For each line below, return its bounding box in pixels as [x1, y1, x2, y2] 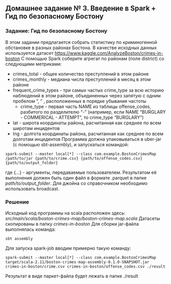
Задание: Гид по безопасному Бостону [5, 28, 108, 35]
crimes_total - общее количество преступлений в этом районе [12, 71, 149, 77]
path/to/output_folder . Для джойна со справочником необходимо [5, 180, 148, 186]
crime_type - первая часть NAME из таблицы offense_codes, [20, 103, 152, 110]
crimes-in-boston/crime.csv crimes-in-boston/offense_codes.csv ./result [5, 264, 166, 269]
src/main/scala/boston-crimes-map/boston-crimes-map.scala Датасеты [5, 215, 160, 222]
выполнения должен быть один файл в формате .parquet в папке [5, 174, 147, 181]
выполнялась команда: [5, 226, 56, 232]
